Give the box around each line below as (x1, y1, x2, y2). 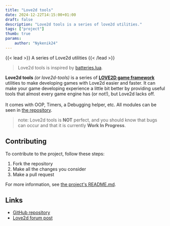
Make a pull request (12, 171, 54, 178)
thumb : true (5, 31, 31, 36)
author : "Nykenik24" (14, 41, 58, 46)
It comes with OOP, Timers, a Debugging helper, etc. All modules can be (5, 102, 157, 108)
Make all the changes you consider (12, 166, 87, 172)
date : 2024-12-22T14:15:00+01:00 (5, 12, 76, 17)
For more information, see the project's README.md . (5, 181, 116, 187)
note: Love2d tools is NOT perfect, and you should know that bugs (17, 117, 158, 123)
